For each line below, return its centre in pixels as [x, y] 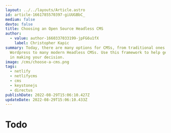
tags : [11, 66]
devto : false [19, 24]
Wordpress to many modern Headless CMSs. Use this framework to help [85, 52]
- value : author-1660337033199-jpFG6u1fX [54, 39]
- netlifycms [24, 76]
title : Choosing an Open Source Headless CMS [54, 29]
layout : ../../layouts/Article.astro [45, 10]
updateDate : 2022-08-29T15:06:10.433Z [46, 99]
